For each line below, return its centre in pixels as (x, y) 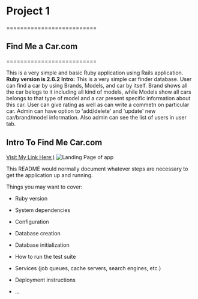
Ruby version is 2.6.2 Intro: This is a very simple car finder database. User (99, 79)
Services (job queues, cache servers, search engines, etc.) (88, 268)
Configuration (32, 222)
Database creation (38, 233)
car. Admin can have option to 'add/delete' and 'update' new (81, 111)
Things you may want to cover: (44, 187)
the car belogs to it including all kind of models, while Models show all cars (99, 92)
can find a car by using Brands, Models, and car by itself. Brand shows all (97, 85)
